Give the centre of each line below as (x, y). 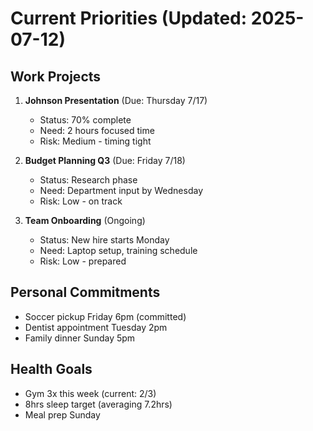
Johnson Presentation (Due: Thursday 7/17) (116, 100)
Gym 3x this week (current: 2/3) (90, 393)
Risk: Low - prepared (83, 261)
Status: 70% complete (85, 120)
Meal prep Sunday (62, 414)
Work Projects (56, 76)
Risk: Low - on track (81, 201)
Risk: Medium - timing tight (95, 141)
